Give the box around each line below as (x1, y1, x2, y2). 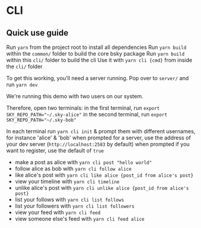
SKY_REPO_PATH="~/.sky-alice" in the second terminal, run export (6, 111, 167, 118)
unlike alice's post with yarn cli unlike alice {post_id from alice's (14, 185, 190, 191)
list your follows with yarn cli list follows (14, 196, 125, 203)
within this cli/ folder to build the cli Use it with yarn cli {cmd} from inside (6, 57, 193, 63)
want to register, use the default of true (6, 147, 104, 154)
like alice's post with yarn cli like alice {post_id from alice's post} (14, 171, 194, 179)
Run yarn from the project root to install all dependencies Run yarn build (6, 43, 187, 51)
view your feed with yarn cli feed (14, 209, 101, 216)
